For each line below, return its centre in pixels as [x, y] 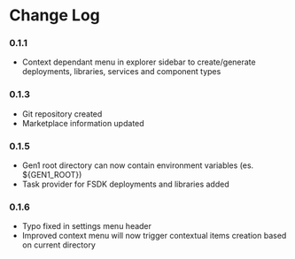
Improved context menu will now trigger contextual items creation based [154, 236]
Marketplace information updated [83, 123]
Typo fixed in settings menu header [87, 226]
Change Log [54, 15]
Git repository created [62, 114]
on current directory [58, 245]
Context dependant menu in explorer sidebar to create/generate [139, 62]
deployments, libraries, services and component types [121, 72]
